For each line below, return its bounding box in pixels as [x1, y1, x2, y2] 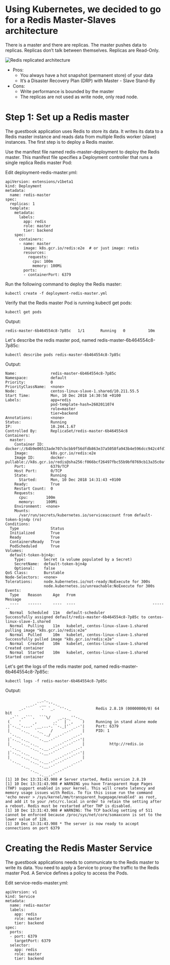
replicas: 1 [10, 201, 35, 206]
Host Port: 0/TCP [14, 468, 62, 473]
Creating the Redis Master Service [5, 842, 153, 854]
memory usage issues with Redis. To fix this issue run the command [5, 790, 153, 795]
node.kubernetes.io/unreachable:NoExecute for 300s [44, 583, 155, 588]
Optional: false [14, 566, 56, 571]
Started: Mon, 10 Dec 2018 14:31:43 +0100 [18, 477, 121, 482]
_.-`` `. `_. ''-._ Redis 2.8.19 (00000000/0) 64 [18, 706, 159, 711]
